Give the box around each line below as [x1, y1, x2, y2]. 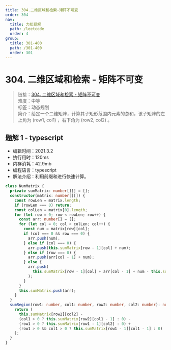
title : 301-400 [10, 41, 42, 46]
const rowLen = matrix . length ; [14, 197, 81, 203]
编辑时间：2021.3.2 [12, 148, 53, 154]
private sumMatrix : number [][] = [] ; [10, 188, 90, 194]
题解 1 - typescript [5, 133, 64, 142]
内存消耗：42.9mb [12, 161, 52, 167]
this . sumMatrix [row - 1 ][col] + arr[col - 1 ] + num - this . [32, 269, 163, 274]
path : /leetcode [10, 27, 44, 32]
